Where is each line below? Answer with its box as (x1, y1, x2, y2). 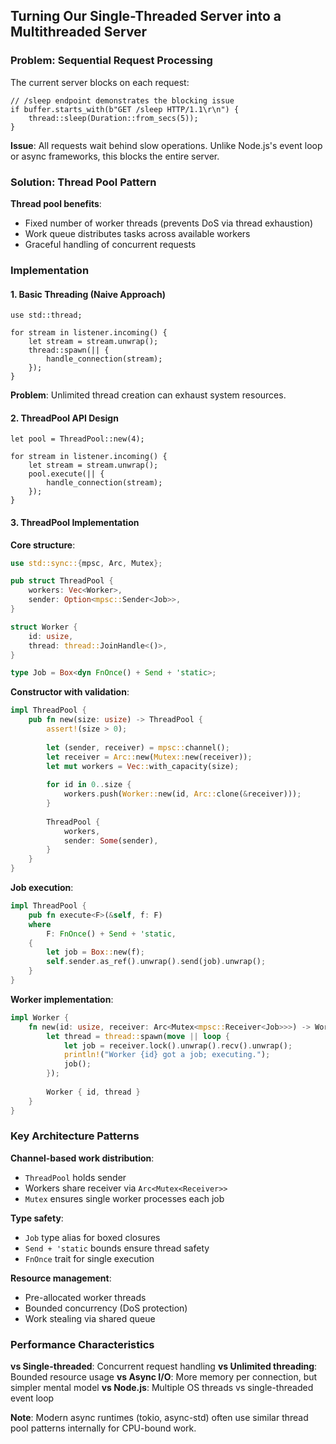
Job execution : (10, 882, 74, 894)
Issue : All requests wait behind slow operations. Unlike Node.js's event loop (10, 139, 323, 151)
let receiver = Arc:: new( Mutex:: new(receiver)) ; (46, 752, 253, 762)
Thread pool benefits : (10, 197, 102, 209)
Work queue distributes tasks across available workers (24, 227, 251, 239)
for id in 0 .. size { (46, 780, 132, 790)
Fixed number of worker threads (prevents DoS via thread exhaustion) (24, 217, 313, 229)
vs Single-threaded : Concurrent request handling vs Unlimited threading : (10, 1360, 318, 1373)
